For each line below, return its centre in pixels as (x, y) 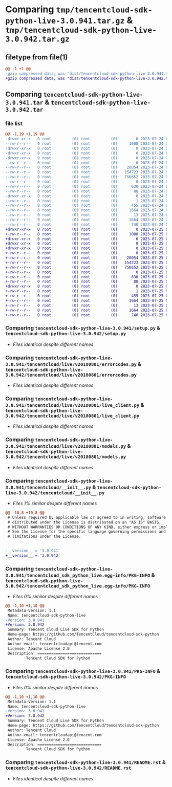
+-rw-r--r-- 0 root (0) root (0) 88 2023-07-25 (84, 282)
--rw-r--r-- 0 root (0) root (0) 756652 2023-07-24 (84, 177)
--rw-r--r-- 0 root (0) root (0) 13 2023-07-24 (84, 215)
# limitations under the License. (44, 537)
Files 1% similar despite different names (55, 503)
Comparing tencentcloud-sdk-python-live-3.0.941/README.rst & (85, 762)
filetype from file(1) (37, 57)
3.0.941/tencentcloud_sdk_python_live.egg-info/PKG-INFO (78, 575)
